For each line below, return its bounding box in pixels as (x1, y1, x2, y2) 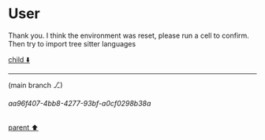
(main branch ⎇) (8, 80, 63, 90)
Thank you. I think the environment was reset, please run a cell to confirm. (8, 31, 250, 40)
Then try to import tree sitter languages (8, 39, 136, 48)
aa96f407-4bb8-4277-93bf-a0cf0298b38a (8, 98, 151, 108)
